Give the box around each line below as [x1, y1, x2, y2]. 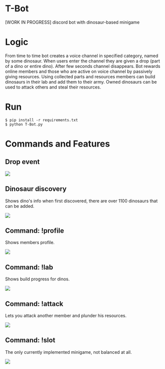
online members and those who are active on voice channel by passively [5, 68, 153, 74]
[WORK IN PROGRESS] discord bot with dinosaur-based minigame [5, 19, 140, 25]
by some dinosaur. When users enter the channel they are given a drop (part [5, 58, 160, 64]
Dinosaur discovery [5, 185, 67, 193]
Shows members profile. [5, 240, 55, 246]
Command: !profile [5, 227, 64, 235]
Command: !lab [5, 263, 53, 271]
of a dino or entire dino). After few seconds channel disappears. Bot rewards [5, 63, 161, 69]
